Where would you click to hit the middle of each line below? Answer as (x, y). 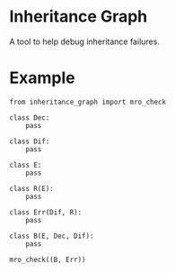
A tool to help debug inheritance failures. (84, 41)
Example (42, 78)
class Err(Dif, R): (46, 212)
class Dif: (30, 141)
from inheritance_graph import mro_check (88, 102)
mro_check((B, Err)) (48, 259)
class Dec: (30, 118)
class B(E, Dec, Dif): (52, 236)
